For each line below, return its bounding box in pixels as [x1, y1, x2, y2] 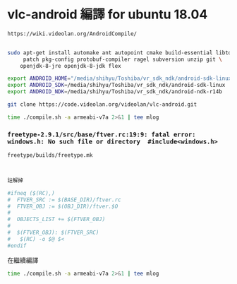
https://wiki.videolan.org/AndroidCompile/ [7, 30, 138, 37]
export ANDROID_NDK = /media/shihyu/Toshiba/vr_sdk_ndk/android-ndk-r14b [7, 88, 222, 95]
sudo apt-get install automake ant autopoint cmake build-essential [7, 49, 213, 57]
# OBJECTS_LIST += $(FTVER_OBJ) [7, 216, 106, 223]
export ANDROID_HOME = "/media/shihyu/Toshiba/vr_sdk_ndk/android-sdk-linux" [7, 75, 235, 82]
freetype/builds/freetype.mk [7, 152, 93, 159]
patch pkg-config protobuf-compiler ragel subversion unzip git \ [23, 56, 222, 63]
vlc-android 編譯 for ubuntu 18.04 [7, 6, 208, 23]
